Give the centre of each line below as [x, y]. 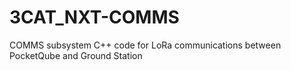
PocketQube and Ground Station [76, 55]
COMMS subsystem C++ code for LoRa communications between [145, 45]
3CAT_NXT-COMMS [94, 17]
